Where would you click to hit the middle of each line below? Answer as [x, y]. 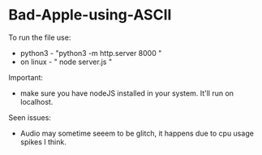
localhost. [37, 101]
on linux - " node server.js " [66, 62]
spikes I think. [43, 142]
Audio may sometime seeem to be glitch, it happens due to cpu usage [137, 133]
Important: [26, 77]
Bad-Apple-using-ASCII [90, 15]
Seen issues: [30, 117]
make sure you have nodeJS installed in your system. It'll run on [127, 93]
